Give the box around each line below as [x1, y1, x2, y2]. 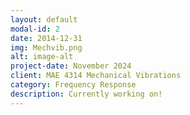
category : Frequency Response [10, 80, 137, 90]
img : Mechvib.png [10, 42, 83, 53]
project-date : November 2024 [10, 61, 132, 71]
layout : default [10, 14, 78, 25]
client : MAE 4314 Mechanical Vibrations [10, 71, 182, 81]
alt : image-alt [10, 52, 74, 62]
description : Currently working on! [10, 89, 163, 99]
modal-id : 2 [10, 24, 60, 34]
